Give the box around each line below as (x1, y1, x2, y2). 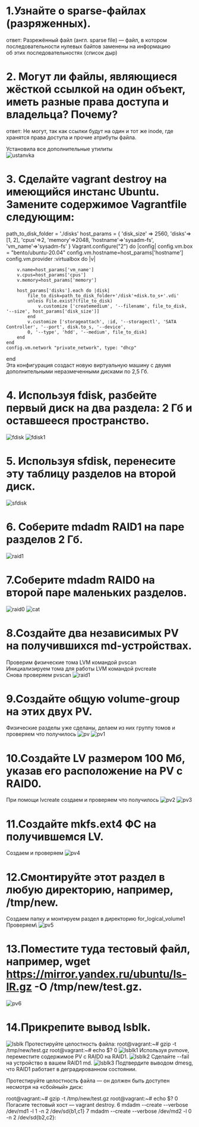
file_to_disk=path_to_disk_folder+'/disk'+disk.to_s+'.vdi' (27, 292, 179, 298)
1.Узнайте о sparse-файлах (6, 4, 146, 18)
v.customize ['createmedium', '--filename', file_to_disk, (37, 303, 187, 309)
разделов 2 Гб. (6, 533, 83, 546)
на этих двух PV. (6, 704, 93, 718)
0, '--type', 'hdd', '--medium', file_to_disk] (27, 329, 147, 335)
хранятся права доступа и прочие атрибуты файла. (6, 134, 137, 141)
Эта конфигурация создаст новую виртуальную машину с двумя (6, 361, 171, 369)
